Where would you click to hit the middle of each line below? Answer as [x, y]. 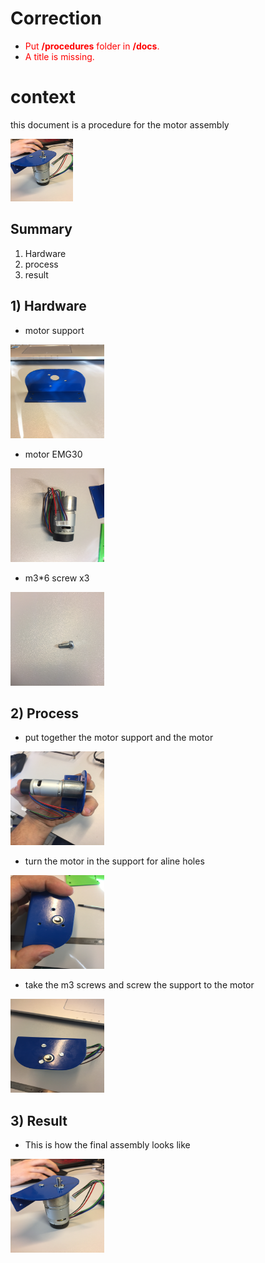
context [43, 97]
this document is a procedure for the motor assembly [120, 124]
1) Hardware [48, 306]
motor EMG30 [53, 454]
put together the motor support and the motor [119, 738]
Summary [41, 229]
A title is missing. [59, 56]
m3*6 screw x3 [57, 578]
